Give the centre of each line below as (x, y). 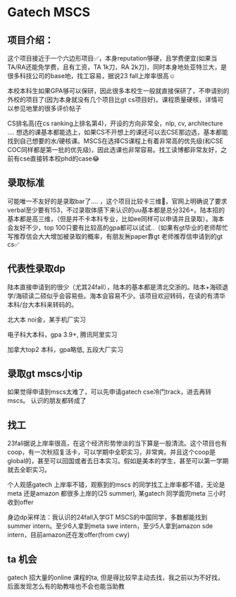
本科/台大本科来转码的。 (43, 304)
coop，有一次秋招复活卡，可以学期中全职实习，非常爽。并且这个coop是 (112, 452)
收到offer (20, 502)
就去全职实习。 (29, 470)
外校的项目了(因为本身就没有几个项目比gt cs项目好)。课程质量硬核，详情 (112, 100)
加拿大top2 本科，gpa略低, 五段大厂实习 (66, 349)
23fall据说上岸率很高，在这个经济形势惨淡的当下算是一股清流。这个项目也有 (117, 444)
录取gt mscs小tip (45, 374)
